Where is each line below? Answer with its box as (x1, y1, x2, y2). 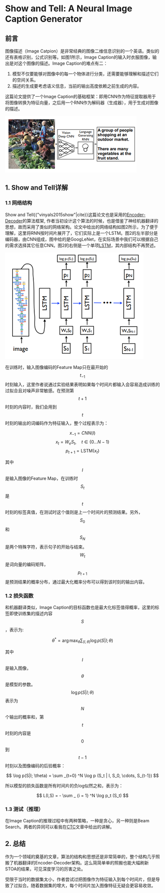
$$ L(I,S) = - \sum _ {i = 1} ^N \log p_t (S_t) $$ (36, 792, 129, 798)
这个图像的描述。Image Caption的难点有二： (18, 60, 108, 66)
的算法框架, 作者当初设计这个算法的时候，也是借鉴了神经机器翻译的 (22, 218, 159, 223)
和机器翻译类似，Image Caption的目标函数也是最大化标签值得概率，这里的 (5, 605, 155, 611)
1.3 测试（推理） (5, 806, 44, 812)
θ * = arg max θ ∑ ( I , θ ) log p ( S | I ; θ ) (52, 637, 113, 644)
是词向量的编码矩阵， (5, 561, 48, 567)
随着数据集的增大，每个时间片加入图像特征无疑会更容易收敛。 (30, 882, 156, 888)
